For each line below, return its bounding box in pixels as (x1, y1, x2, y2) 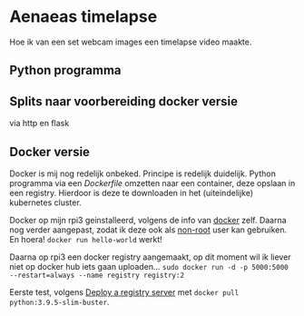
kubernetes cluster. (9, 197, 82, 208)
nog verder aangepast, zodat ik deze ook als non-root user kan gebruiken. (9, 224, 288, 235)
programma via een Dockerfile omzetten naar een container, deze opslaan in (9, 177, 296, 188)
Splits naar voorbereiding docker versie (9, 94, 239, 109)
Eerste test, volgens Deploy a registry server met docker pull (9, 286, 240, 297)
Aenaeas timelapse (9, 6, 158, 27)
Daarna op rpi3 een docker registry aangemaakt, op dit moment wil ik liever (9, 252, 292, 262)
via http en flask (9, 118, 70, 129)
